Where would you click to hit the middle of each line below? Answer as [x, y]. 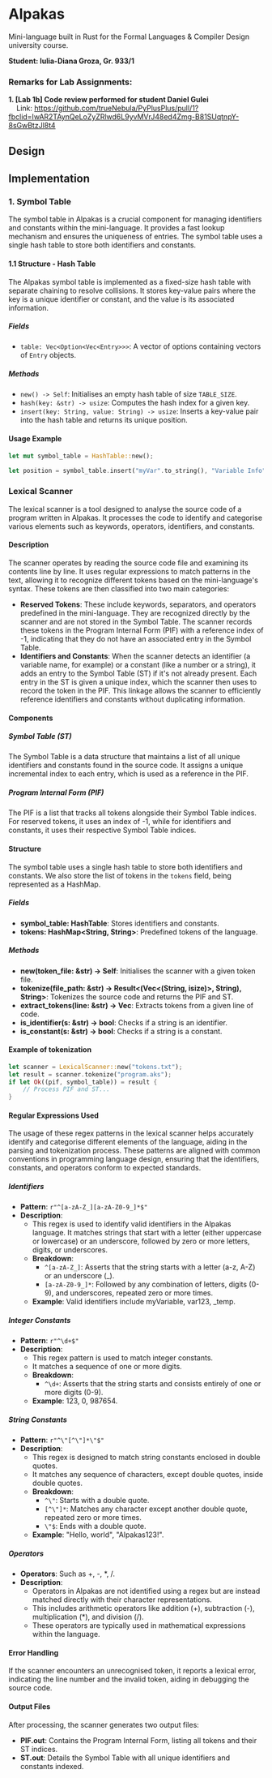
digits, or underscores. [70, 1250]
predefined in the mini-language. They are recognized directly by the [135, 612]
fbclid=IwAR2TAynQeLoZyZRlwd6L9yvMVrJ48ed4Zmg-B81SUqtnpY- [124, 117]
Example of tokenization [50, 1050]
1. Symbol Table [40, 201]
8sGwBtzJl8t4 [32, 126]
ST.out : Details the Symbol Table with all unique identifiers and [125, 1758]
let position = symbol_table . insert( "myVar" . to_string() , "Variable [126, 470]
